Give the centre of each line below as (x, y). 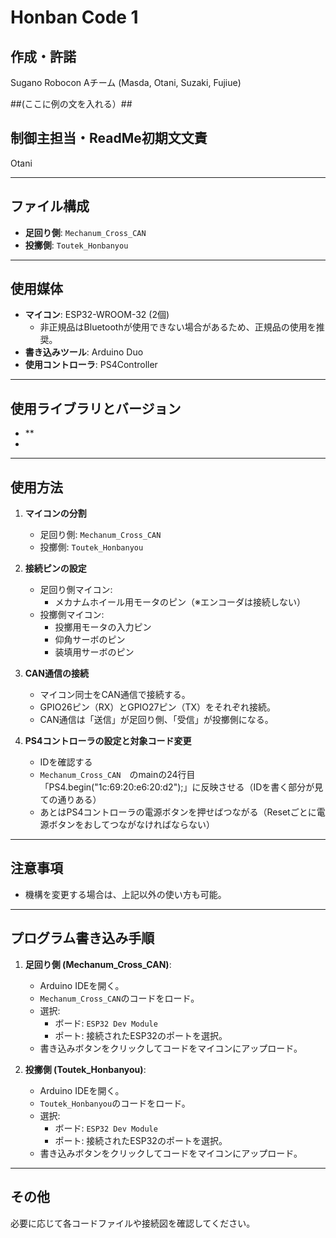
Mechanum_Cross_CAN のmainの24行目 (117, 775)
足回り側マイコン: (76, 590)
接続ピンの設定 (55, 568)
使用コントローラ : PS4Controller (91, 365)
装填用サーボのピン (94, 652)
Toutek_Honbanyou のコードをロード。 (115, 1103)
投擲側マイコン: (72, 615)
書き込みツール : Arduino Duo (84, 352)
